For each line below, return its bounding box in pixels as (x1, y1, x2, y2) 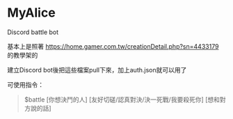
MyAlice (7, 5, 56, 21)
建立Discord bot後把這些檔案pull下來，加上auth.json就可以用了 (7, 65, 187, 74)
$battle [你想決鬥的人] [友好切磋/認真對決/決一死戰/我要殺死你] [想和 (24, 95, 220, 104)
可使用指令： (7, 80, 44, 88)
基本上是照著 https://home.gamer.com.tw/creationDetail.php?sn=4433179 (7, 42, 219, 50)
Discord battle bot (7, 28, 59, 36)
